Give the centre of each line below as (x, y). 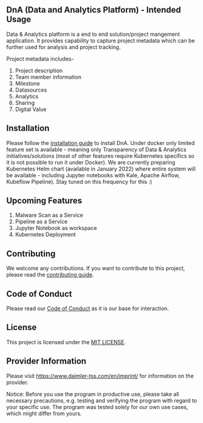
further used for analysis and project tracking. (64, 47)
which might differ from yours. (44, 413)
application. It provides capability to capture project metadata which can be (101, 40)
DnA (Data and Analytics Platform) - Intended (94, 10)
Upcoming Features (44, 201)
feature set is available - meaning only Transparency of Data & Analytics (96, 149)
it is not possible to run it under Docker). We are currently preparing (91, 162)
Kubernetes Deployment (45, 235)
